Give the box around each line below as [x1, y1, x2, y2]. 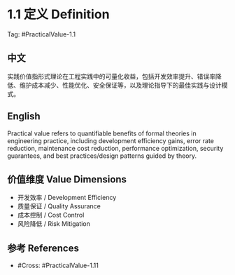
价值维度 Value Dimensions [7, 173, 127, 185]
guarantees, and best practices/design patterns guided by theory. [7, 152, 197, 160]
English [7, 110, 41, 123]
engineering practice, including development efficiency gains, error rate [7, 136, 215, 145]
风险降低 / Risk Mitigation [17, 220, 91, 228]
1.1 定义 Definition [7, 6, 110, 22]
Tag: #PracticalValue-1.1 [7, 29, 76, 39]
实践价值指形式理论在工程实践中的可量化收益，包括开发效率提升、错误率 [7, 72, 215, 81]
